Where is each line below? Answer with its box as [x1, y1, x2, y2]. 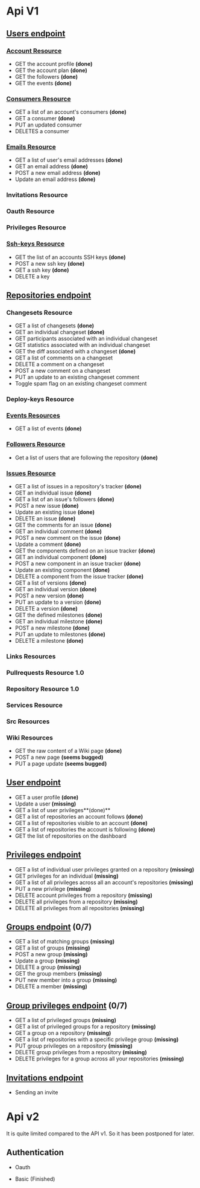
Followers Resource [6, 440, 66, 448]
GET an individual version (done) [14, 586, 97, 593]
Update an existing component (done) [14, 566, 110, 574]
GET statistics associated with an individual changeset [14, 341, 151, 349]
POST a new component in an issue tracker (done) [14, 560, 141, 567]
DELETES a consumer [14, 128, 69, 135]
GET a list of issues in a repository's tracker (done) [14, 483, 142, 490]
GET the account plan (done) [14, 67, 87, 74]
